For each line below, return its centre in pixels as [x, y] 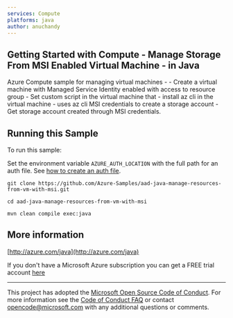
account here [26, 272]
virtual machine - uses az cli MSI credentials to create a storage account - [113, 104]
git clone [21, 184]
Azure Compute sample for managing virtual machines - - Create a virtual [112, 82]
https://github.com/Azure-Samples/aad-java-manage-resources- [130, 184]
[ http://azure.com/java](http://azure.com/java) [73, 251]
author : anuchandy [34, 26]
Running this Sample [53, 133]
